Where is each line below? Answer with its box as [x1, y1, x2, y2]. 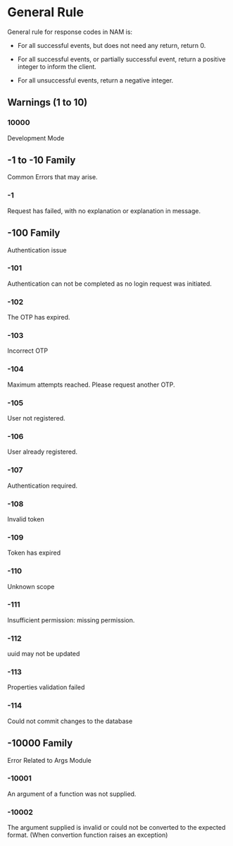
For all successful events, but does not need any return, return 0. [17, 41, 206, 49]
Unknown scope [7, 582, 55, 591]
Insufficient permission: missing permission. [7, 615, 135, 624]
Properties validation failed [7, 683, 85, 691]
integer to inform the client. [17, 62, 97, 71]
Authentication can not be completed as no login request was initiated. [7, 279, 213, 288]
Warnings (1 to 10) [7, 97, 88, 109]
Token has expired [7, 548, 61, 557]
